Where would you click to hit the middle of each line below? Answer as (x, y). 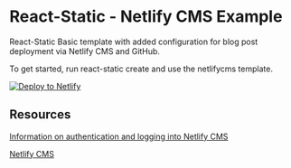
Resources (40, 115)
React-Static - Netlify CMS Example (146, 17)
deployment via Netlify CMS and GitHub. (85, 51)
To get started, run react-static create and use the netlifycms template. (141, 69)
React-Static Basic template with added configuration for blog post (134, 42)
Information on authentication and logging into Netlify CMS (119, 136)
